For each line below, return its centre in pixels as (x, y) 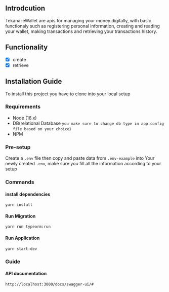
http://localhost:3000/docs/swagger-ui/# (50, 284)
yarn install (19, 205)
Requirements (23, 107)
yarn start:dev (21, 249)
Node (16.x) (25, 118)
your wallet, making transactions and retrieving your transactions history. (81, 31)
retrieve (21, 65)
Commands (20, 182)
